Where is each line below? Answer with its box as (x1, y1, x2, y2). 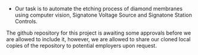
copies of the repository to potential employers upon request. (6, 42, 157, 49)
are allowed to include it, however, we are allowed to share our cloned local (6, 36, 191, 42)
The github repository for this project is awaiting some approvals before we (6, 29, 191, 36)
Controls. (14, 18, 38, 25)
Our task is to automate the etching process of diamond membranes (14, 5, 183, 12)
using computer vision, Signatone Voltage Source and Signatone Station (14, 11, 192, 19)
